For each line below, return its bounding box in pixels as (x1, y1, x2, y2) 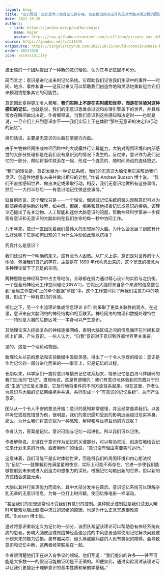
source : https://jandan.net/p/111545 (5, 39, 82, 44)
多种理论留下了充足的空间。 (5, 265, 61, 271)
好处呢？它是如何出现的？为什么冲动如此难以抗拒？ (9, 232, 113, 238)
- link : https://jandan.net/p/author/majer (9, 26, 100, 30)
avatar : (14, 35, 29, 40)
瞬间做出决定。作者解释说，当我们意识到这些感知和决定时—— (18, 112, 143, 118)
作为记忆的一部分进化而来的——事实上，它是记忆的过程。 (5, 360, 121, 366)
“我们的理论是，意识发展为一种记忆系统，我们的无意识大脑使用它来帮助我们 (5, 168, 158, 174)
